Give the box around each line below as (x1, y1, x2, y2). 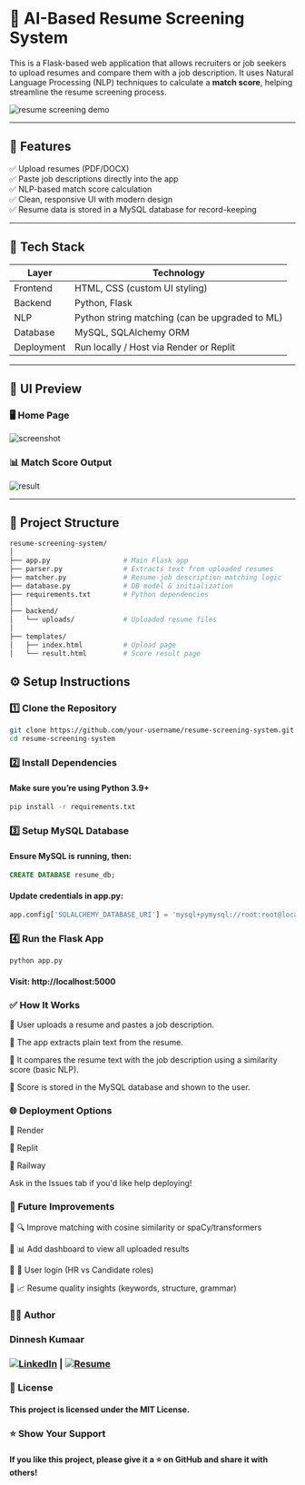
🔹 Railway (9, 1160, 46, 1171)
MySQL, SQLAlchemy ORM (74, 326, 190, 339)
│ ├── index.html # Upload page (9, 640, 177, 649)
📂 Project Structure (9, 515, 120, 530)
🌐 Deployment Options (9, 1104, 113, 1117)
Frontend (14, 282, 53, 294)
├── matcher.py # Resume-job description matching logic (9, 572, 282, 582)
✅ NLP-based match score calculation (9, 183, 152, 194)
